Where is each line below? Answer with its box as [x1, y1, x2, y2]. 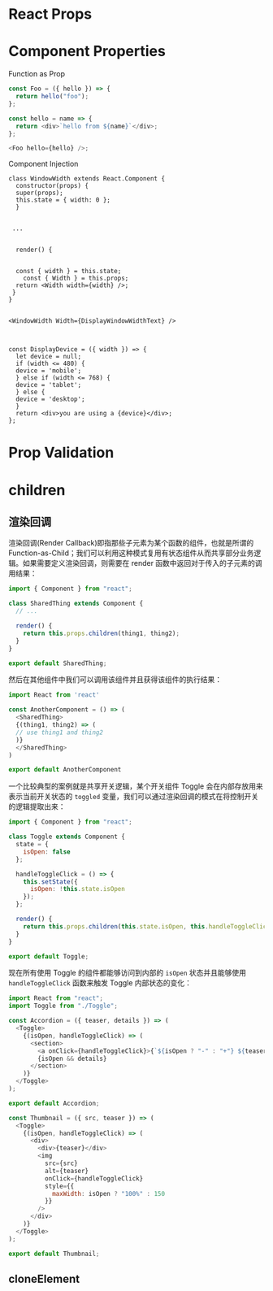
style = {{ [44, 1182, 75, 1190]
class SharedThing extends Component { [8, 599, 144, 608]
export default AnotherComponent [8, 766, 122, 774]
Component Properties [8, 42, 167, 61]
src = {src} [44, 1159, 79, 1167]
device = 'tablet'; [15, 381, 82, 389]
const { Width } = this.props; [23, 274, 129, 283]
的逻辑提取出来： [8, 802, 66, 811]
